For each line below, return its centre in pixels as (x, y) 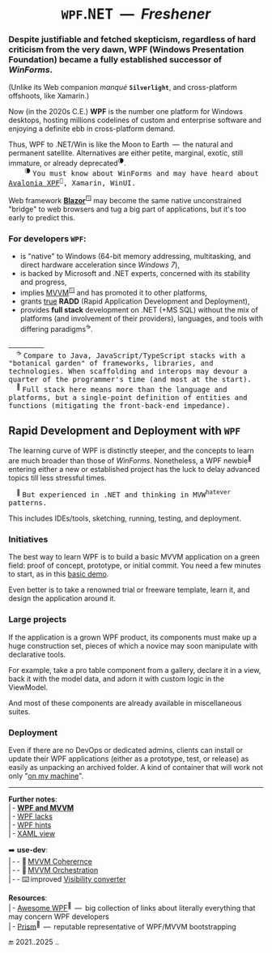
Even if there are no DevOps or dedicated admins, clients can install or (126, 751)
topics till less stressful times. (57, 478)
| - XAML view (32, 834)
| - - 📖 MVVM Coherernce (51, 862)
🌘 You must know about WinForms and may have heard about (141, 172)
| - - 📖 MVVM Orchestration (53, 870)
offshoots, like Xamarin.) (49, 96)
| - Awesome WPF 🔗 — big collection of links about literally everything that (132, 907)
